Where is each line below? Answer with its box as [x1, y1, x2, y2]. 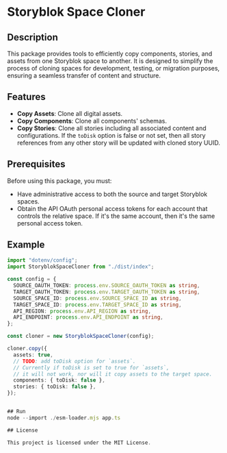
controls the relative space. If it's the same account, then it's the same [16, 212, 215, 220]
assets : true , [13, 351, 53, 358]
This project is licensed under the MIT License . [7, 439, 152, 446]
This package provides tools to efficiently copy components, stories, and [7, 49, 213, 58]
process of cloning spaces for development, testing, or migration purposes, [7, 64, 220, 72]
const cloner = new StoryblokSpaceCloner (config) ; [7, 333, 155, 340]
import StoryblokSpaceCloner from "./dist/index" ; [7, 263, 155, 271]
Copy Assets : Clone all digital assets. [16, 109, 123, 117]
